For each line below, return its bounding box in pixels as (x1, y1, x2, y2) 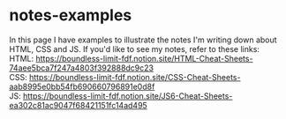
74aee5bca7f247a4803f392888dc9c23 (9, 63, 154, 73)
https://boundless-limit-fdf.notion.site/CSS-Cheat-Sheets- (29, 71, 241, 82)
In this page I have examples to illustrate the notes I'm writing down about (9, 34, 277, 45)
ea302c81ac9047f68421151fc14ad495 (9, 100, 147, 110)
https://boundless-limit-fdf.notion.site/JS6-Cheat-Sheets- (22, 90, 233, 101)
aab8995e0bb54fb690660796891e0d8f (9, 81, 155, 92)
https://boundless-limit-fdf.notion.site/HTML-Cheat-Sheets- (34, 53, 253, 63)
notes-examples (9, 5, 132, 26)
